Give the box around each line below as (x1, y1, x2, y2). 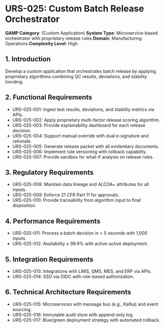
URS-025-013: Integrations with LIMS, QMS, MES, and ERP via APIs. (12, 268, 152, 274)
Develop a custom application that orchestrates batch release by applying (5, 68, 157, 74)
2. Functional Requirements (5, 93, 92, 102)
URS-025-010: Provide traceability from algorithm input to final (12, 197, 141, 203)
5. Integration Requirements (5, 255, 93, 263)
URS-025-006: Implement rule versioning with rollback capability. (12, 149, 147, 155)
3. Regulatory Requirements (5, 168, 94, 176)
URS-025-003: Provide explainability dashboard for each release (12, 122, 146, 128)
